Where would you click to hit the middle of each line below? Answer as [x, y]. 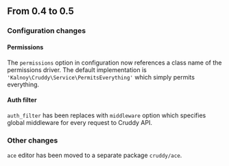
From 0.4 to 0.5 [40, 11]
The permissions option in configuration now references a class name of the [114, 62]
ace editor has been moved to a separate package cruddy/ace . [95, 155]
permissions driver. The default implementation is [77, 70]
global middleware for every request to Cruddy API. [80, 122]
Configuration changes [47, 31]
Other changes [33, 140]
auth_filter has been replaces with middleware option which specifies [107, 115]
